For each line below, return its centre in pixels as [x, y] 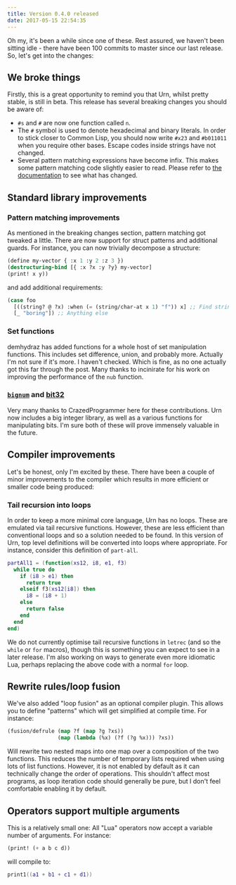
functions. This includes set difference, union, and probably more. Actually [115, 354]
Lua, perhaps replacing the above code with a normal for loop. [98, 664]
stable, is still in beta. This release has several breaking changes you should [117, 102]
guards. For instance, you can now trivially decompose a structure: [104, 248]
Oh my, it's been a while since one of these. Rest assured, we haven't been [116, 40]
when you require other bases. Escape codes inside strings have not [117, 146]
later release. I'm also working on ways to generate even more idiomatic [111, 657]
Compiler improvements [61, 455]
